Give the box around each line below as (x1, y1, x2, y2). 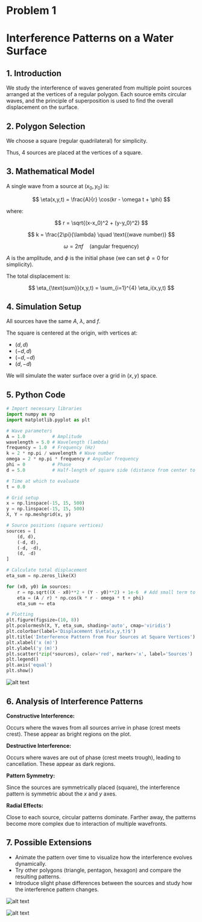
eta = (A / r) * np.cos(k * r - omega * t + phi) (17, 595, 145, 601)
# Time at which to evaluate (6, 478, 80, 484)
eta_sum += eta (17, 600, 55, 607)
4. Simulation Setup (6, 302, 81, 312)
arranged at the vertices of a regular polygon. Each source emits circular (6, 91, 187, 98)
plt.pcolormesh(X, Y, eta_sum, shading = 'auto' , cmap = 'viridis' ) (6, 623, 171, 629)
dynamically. (14, 860, 47, 867)
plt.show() (6, 668, 34, 674)
